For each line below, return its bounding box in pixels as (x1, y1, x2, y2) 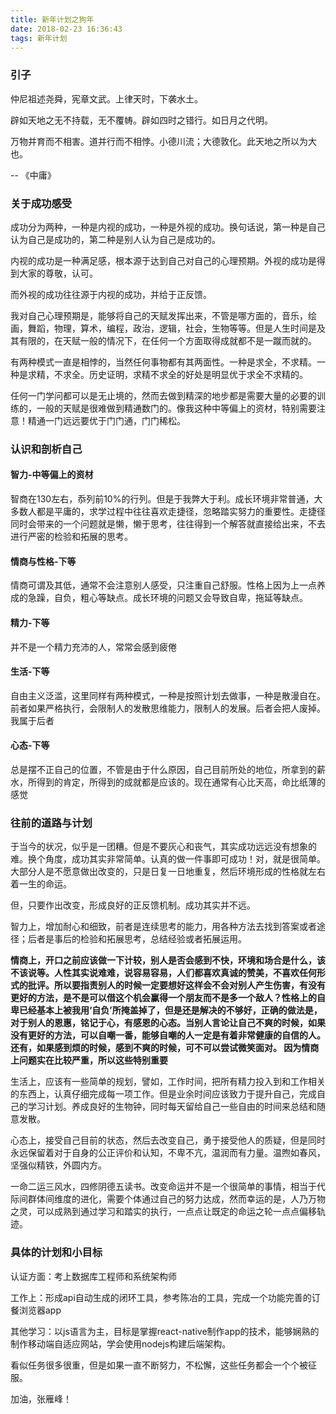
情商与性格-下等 (10, 555, 77, 567)
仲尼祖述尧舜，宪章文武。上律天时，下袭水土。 (10, 92, 203, 105)
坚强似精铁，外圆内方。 (10, 1159, 107, 1171)
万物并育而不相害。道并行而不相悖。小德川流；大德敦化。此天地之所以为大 (10, 135, 317, 147)
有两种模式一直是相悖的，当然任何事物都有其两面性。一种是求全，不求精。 (10, 356, 317, 368)
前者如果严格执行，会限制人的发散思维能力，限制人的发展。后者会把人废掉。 (10, 702, 326, 714)
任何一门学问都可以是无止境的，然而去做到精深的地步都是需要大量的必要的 (10, 389, 317, 401)
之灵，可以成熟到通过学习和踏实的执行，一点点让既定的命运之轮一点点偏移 (10, 1206, 317, 1218)
